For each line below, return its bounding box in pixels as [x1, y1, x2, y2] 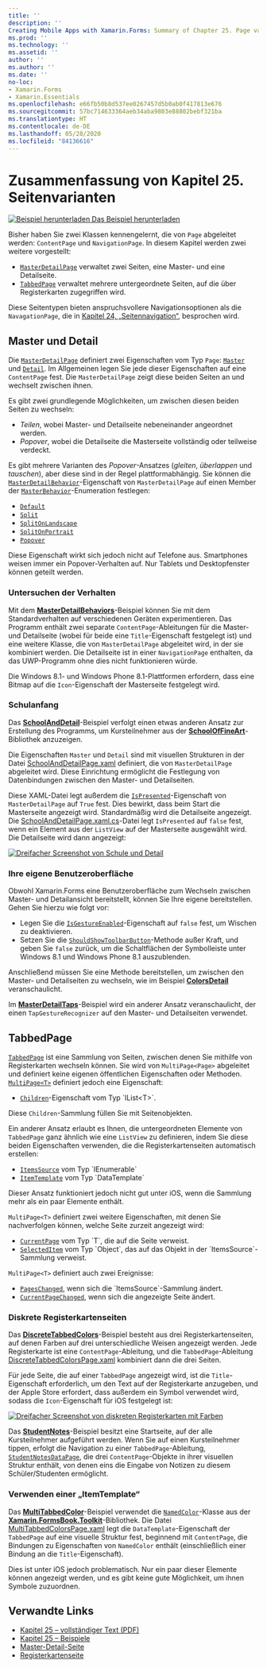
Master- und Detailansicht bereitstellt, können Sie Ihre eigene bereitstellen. [8, 894, 253, 904]
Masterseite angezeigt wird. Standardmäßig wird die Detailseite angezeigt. [8, 807, 252, 817]
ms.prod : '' [8, 33, 48, 42]
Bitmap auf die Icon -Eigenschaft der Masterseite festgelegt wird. [8, 680, 220, 689]
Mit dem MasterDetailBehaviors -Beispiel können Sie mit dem [8, 605, 211, 615]
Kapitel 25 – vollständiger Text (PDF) [19, 1625, 140, 1635]
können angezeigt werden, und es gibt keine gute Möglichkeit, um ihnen [8, 1573, 245, 1582]
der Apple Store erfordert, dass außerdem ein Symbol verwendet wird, [8, 1388, 239, 1397]
